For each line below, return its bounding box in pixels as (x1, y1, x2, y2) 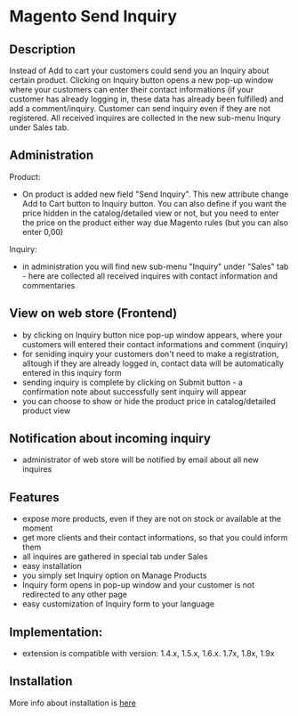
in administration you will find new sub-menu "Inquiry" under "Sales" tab (21, 261, 289, 272)
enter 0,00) (21, 226, 64, 237)
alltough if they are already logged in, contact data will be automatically (21, 358, 285, 369)
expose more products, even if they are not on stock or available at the (21, 514, 282, 525)
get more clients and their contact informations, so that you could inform (21, 533, 288, 543)
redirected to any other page (21, 590, 127, 600)
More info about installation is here (9, 697, 136, 708)
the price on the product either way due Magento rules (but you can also (21, 216, 289, 228)
